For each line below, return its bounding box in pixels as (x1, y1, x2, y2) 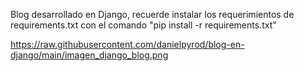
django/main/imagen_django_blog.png (10, 49, 169, 61)
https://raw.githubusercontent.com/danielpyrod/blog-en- (10, 39, 245, 50)
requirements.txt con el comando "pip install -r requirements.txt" (10, 19, 277, 31)
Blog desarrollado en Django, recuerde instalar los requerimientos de (10, 9, 295, 20)
